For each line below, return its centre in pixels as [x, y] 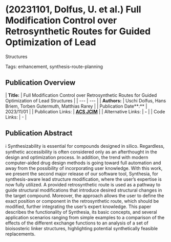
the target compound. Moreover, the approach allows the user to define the [85, 195]
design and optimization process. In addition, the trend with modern [77, 157]
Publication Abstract [39, 133]
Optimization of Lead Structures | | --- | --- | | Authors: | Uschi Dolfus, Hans [86, 100]
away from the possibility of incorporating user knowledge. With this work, [84, 168]
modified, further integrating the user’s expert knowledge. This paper [78, 206]
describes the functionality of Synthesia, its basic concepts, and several [81, 212]
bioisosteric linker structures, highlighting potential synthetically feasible [81, 228]
